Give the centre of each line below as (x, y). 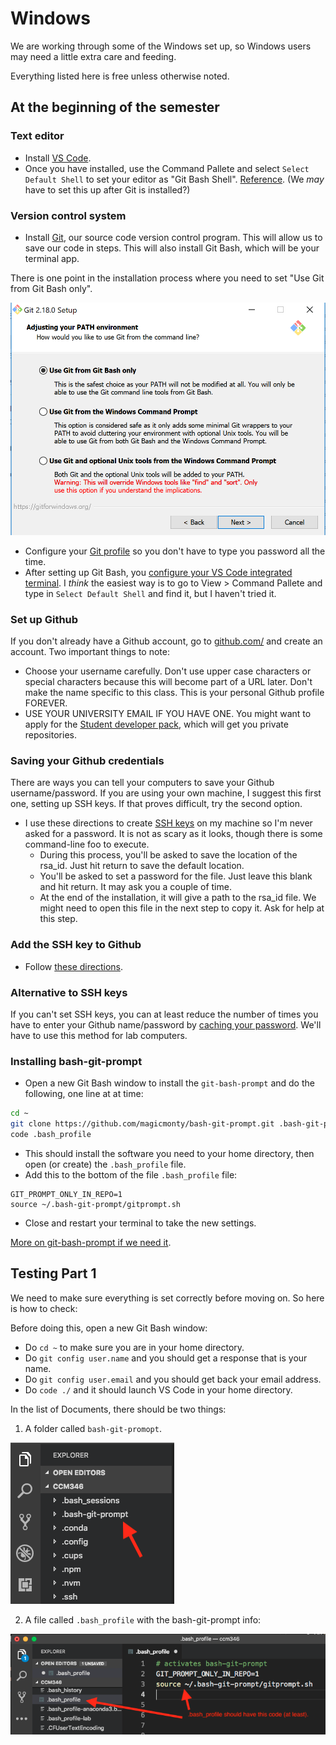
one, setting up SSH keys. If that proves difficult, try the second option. (156, 804)
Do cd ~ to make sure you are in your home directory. (134, 1347)
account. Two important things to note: (90, 652)
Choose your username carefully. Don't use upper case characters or (168, 671)
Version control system (68, 215)
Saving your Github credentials (87, 761)
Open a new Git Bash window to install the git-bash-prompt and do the (169, 1083)
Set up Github (44, 619)
